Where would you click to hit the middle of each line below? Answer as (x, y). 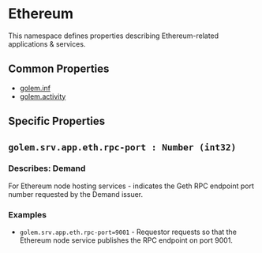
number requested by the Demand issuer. (76, 194)
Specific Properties (56, 121)
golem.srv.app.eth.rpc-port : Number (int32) (122, 147)
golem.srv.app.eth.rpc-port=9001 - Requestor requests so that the (128, 232)
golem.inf (35, 88)
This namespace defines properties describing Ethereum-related (114, 36)
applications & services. (47, 43)
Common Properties (59, 69)
